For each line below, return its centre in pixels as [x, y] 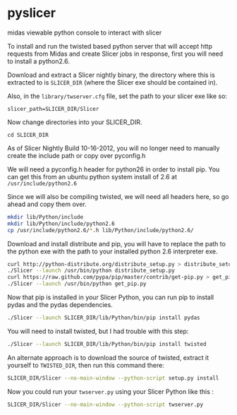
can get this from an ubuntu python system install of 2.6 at [92, 176]
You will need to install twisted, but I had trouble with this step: [98, 331]
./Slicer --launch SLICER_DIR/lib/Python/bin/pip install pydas [104, 318]
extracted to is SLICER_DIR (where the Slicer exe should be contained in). [113, 82]
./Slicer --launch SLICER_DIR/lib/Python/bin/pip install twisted [107, 344]
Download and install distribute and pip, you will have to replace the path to [116, 243]
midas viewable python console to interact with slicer [85, 32]
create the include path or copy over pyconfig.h [77, 155]
